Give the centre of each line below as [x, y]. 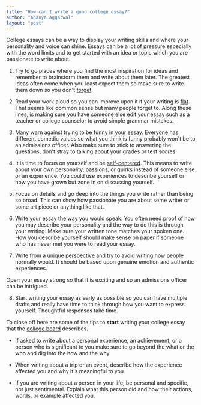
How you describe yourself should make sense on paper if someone [99, 237]
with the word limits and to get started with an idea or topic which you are [97, 53]
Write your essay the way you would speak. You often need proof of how [105, 218]
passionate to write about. [38, 59]
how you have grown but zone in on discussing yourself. [85, 182]
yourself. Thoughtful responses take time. [66, 311]
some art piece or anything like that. [59, 207]
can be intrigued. [27, 287]
